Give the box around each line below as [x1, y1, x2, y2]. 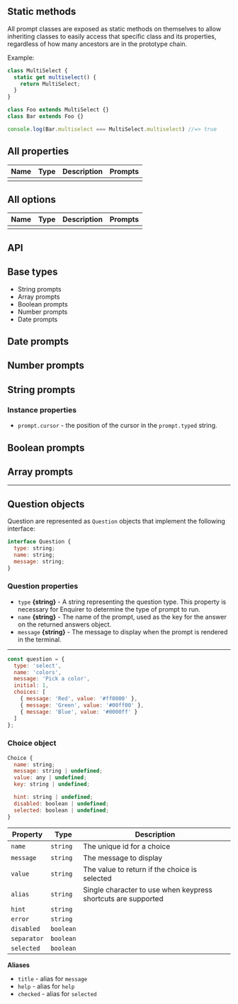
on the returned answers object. [17, 620, 112, 629]
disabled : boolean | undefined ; [13, 800, 110, 807]
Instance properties [7, 404, 76, 414]
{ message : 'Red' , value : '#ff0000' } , [20, 695, 138, 702]
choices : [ [13, 688, 46, 696]
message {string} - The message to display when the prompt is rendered [17, 627, 228, 636]
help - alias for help [17, 982, 75, 991]
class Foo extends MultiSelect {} [7, 106, 110, 114]
